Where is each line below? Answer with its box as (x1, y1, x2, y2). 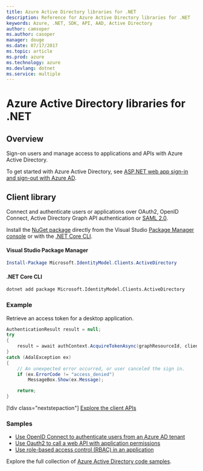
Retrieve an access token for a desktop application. (6, 314, 134, 321)
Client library (6, 192, 56, 202)
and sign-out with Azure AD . (6, 174, 77, 182)
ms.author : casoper (6, 31, 56, 38)
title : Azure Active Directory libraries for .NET (6, 8, 137, 15)
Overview (6, 134, 44, 144)
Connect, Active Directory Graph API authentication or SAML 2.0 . (6, 214, 169, 222)
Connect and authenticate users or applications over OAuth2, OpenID (6, 208, 179, 216)
